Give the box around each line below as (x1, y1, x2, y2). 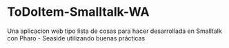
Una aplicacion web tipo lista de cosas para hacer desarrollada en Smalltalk (7, 27, 222, 35)
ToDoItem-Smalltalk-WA (7, 4, 150, 20)
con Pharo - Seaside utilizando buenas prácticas (7, 34, 146, 42)
